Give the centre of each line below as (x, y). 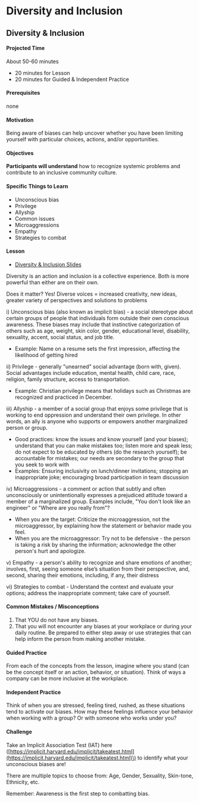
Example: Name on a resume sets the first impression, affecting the (97, 348)
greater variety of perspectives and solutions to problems (77, 300)
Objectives (20, 153)
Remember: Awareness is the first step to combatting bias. (78, 793)
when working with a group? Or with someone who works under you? (91, 718)
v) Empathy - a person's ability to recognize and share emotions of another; (99, 562)
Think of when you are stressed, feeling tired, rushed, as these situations (96, 705)
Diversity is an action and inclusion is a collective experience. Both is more (98, 276)
